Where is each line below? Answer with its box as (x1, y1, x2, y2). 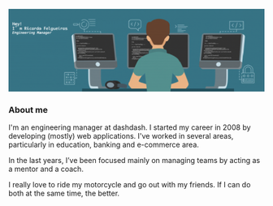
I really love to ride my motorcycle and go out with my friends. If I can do (8, 180, 251, 190)
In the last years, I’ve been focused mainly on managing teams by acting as (8, 156, 261, 165)
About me (8, 104, 49, 115)
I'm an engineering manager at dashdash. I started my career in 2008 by (8, 122, 251, 132)
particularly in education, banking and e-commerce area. (8, 139, 199, 150)
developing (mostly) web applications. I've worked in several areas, (8, 131, 234, 141)
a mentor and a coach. (8, 164, 84, 174)
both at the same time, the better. (8, 188, 120, 199)
